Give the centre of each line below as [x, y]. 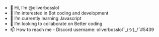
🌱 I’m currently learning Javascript [46, 18]
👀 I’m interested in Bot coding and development [59, 13]
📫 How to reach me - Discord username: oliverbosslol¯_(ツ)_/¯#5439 [82, 29]
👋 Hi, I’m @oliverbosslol [34, 8]
